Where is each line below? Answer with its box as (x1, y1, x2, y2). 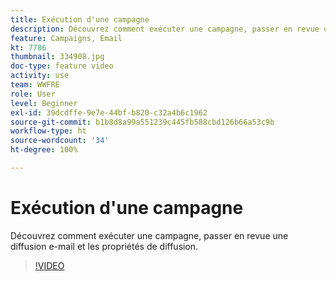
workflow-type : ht (10, 126, 87, 136)
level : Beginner (10, 98, 78, 108)
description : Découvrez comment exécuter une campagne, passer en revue (10, 24, 320, 34)
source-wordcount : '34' (10, 136, 110, 146)
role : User (10, 89, 56, 99)
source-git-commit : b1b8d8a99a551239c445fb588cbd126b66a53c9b (10, 117, 275, 127)
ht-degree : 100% (10, 145, 78, 155)
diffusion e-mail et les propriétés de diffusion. (10, 240, 199, 252)
